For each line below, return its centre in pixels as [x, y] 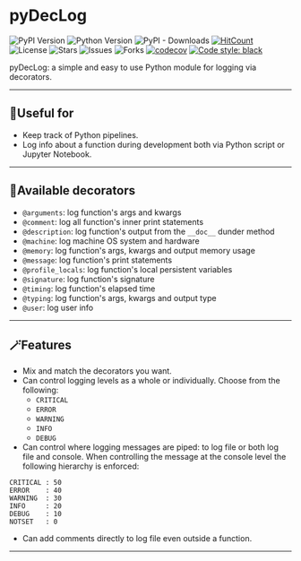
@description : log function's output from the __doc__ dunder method [148, 231]
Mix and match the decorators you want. [97, 371]
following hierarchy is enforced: [81, 466]
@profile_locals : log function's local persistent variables [127, 269]
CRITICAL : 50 [36, 483]
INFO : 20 [36, 506]
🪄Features [40, 345]
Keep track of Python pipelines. [80, 134]
